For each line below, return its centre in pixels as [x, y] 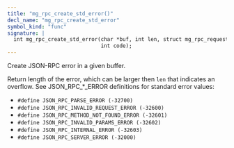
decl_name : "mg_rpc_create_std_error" [63, 20]
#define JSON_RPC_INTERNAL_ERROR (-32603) [80, 130]
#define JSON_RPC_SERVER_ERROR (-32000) [77, 138]
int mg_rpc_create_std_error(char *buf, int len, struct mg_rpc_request [121, 40]
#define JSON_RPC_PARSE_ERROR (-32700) [75, 101]
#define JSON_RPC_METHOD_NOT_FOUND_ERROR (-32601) [92, 115]
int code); [116, 46]
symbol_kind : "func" [37, 26]
